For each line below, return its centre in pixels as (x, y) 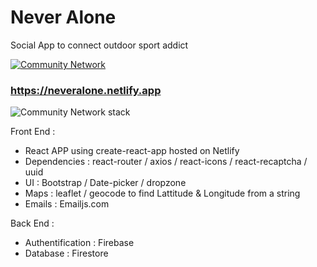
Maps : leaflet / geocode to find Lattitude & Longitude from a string (162, 193)
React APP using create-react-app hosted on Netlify (132, 151)
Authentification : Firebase (79, 243)
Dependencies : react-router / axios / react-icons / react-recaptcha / (166, 162)
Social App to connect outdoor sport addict (99, 45)
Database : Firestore (66, 253)
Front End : (33, 132)
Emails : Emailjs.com (67, 204)
